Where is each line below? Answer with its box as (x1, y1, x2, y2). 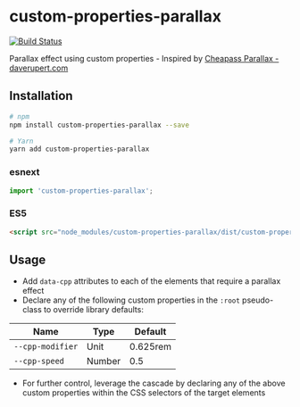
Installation (9, 88, 73, 104)
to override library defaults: (43, 304, 145, 315)
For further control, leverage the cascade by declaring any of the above (21, 378, 286, 389)
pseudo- (242, 295, 274, 305)
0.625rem (129, 341, 172, 353)
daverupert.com (9, 62, 69, 73)
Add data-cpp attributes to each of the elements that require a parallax (21, 276, 281, 287)
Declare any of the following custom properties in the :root (21, 295, 241, 305)
